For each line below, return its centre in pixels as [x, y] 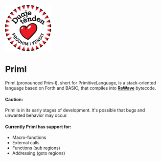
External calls [26, 143]
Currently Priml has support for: [38, 127]
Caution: [14, 99]
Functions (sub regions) [36, 148]
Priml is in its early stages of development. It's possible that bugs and [75, 110]
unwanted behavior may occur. [36, 115]
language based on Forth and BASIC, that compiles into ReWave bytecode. [80, 88]
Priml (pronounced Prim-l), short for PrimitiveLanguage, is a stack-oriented [81, 82]
